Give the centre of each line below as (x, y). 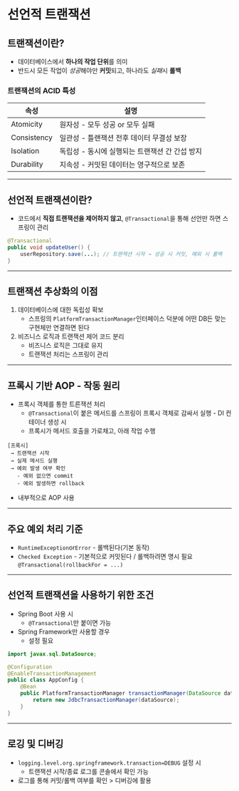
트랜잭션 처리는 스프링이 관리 (68, 354)
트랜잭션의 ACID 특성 (42, 91)
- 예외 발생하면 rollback (51, 484)
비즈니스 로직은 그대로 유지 (65, 346)
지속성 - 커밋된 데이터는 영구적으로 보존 (122, 165)
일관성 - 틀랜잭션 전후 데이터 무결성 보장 (123, 138)
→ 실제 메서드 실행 (34, 461)
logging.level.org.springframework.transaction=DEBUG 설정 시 (109, 762)
